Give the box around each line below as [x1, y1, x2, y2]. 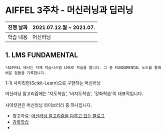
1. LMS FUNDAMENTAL [5, 51, 78, 59]
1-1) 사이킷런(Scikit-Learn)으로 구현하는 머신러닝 [5, 79, 101, 85]
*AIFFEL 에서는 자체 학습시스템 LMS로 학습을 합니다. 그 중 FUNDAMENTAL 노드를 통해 [5, 65, 161, 70]
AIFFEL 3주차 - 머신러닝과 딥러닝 [5, 4, 133, 16]
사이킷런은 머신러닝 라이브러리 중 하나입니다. [5, 102, 92, 108]
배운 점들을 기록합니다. [5, 70, 46, 75]
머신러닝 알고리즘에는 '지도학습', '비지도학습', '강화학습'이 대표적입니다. [5, 90, 143, 96]
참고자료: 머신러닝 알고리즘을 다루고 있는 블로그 [12, 112, 105, 118]
